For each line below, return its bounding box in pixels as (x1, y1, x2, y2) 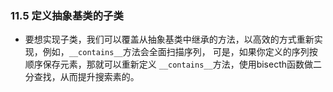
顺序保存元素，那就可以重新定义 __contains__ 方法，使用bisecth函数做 (24, 58, 314, 71)
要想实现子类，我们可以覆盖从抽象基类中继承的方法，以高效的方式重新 (24, 33, 315, 46)
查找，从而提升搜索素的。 (33, 71, 140, 83)
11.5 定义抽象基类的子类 (10, 8, 124, 22)
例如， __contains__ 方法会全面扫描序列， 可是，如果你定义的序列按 (42, 46, 318, 58)
